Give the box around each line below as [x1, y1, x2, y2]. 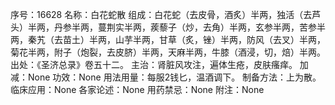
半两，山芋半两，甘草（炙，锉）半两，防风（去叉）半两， [88, 34, 326, 45]
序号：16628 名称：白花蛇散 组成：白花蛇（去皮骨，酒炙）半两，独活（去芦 [10, 9, 322, 20]
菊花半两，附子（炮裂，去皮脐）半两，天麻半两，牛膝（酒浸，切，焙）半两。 [10, 46, 326, 58]
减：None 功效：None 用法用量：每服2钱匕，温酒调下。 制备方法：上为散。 [10, 71, 322, 83]
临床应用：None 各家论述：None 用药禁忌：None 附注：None [10, 84, 265, 95]
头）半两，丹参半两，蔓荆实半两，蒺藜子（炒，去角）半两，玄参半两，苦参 [10, 21, 317, 33]
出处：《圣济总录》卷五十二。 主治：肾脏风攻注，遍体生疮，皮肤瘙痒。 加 [10, 59, 309, 70]
